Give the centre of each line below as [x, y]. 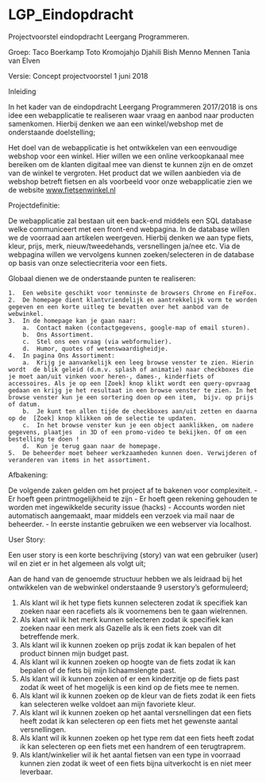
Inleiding [22, 91]
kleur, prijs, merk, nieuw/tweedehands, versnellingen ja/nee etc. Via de [124, 246]
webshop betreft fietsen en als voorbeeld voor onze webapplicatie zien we [130, 181]
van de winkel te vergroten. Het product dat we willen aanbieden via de [125, 173]
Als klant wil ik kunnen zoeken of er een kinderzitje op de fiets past [129, 679]
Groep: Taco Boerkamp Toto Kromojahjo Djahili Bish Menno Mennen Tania [129, 52]
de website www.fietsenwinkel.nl [62, 189]
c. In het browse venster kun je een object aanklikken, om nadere [138, 425]
